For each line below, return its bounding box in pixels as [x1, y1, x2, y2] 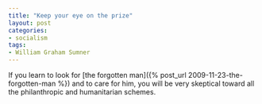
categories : [8, 26, 48, 34]
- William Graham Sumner [8, 48, 91, 56]
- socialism [8, 33, 48, 42]
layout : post [8, 19, 52, 27]
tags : [8, 41, 26, 49]
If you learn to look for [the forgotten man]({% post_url [8, 71, 187, 79]
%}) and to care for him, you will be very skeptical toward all [57, 79, 255, 88]
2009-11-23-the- [187, 71, 244, 79]
